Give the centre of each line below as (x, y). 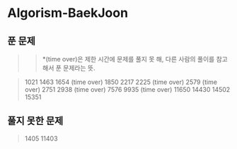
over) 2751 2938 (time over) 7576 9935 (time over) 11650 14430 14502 (127, 89)
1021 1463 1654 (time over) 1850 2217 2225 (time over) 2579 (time (121, 82)
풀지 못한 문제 (35, 121)
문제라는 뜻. (79, 68)
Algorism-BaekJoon (68, 13)
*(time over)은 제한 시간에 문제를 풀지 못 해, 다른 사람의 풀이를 (128, 59)
